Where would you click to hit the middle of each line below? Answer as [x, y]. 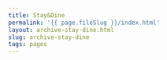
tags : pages [28, 44]
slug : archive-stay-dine [49, 37]
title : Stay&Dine [37, 15]
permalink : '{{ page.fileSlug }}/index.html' [84, 23]
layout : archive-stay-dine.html [61, 30]
